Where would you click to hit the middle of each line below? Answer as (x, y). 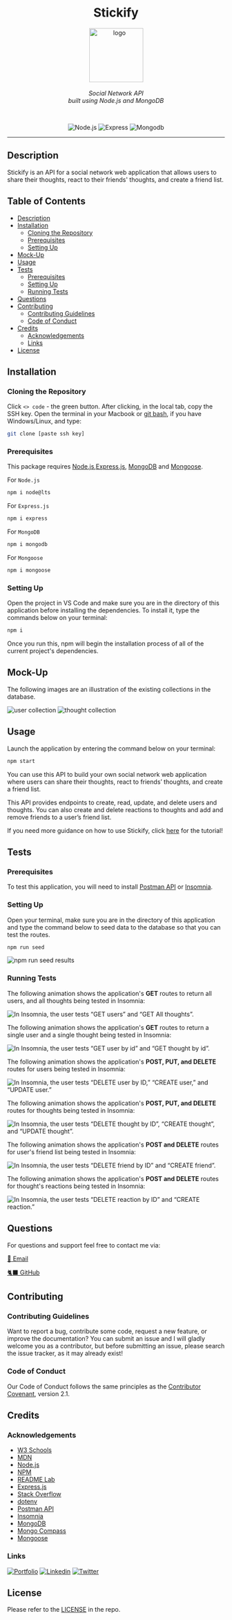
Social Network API (116, 93)
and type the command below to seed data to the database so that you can (114, 927)
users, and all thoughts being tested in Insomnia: (76, 1001)
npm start (21, 761)
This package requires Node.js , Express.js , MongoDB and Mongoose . (105, 467)
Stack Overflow (39, 1494)
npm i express (28, 519)
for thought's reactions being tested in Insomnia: (76, 1186)
